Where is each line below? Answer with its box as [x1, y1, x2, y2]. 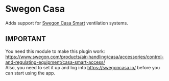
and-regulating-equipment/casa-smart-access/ [5, 59, 106, 65]
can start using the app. [5, 70, 55, 76]
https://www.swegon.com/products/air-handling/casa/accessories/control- [5, 53, 164, 60]
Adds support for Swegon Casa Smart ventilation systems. [5, 20, 129, 26]
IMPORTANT [5, 35, 46, 43]
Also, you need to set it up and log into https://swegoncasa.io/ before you [5, 64, 160, 70]
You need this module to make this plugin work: [5, 48, 105, 54]
